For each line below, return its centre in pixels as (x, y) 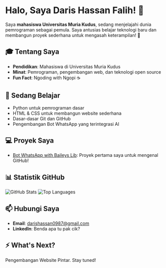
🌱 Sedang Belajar (33, 96)
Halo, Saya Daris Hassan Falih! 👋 (75, 10)
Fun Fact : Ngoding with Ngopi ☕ (47, 78)
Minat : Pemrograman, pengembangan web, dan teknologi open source (87, 72)
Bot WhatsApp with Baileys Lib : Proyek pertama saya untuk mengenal (85, 155)
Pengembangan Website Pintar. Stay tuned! (51, 260)
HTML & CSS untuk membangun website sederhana (67, 113)
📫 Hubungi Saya (32, 208)
